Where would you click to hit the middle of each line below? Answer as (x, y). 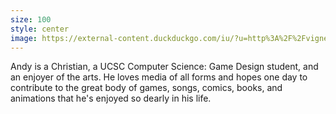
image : (24, 38)
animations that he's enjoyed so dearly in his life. (111, 98)
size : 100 (31, 19)
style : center (40, 29)
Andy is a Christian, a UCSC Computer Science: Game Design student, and (164, 67)
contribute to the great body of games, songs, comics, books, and (146, 88)
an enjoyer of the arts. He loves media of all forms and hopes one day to (159, 77)
